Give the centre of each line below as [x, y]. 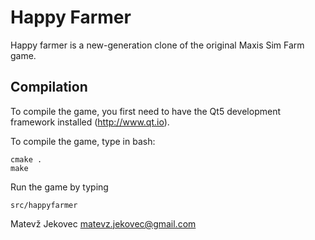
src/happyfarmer [44, 205]
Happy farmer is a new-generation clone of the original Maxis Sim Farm [157, 45]
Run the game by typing [59, 187]
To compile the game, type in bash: [83, 141]
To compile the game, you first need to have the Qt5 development [145, 111]
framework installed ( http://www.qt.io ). [90, 122]
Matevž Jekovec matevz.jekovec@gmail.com [103, 223]
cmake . [26, 159]
